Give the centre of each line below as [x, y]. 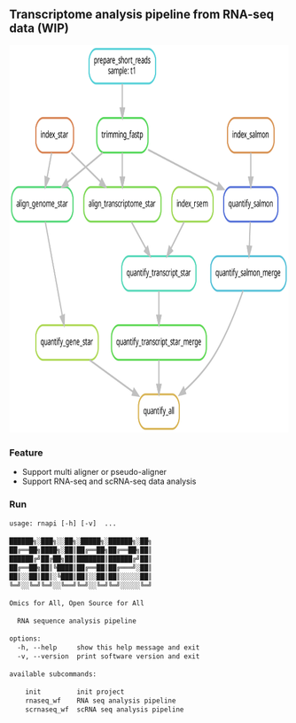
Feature [26, 453]
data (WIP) [39, 29]
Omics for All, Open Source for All [77, 603]
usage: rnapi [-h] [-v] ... [63, 524]
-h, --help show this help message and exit [109, 648]
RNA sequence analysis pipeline [77, 621]
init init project [75, 692]
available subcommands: [53, 674]
